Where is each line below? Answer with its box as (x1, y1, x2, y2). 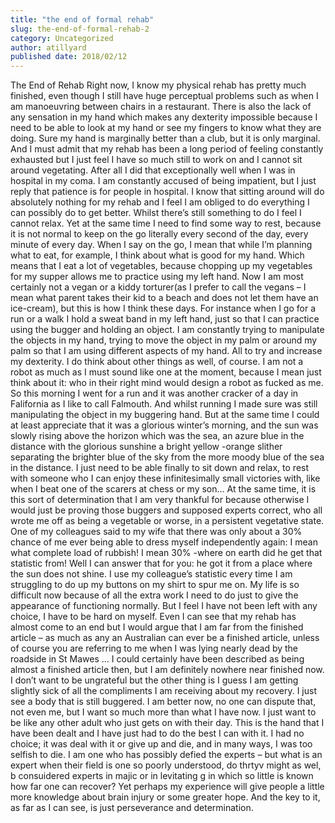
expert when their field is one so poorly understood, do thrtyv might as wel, (10, 759, 322, 771)
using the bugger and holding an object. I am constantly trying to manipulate (10, 324, 325, 336)
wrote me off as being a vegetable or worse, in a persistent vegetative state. (10, 515, 325, 527)
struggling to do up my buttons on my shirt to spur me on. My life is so (10, 579, 300, 591)
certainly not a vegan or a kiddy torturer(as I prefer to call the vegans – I (10, 281, 307, 293)
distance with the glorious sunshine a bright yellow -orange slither (10, 441, 283, 453)
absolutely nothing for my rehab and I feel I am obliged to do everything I (10, 196, 310, 208)
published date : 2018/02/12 (10, 52, 128, 62)
